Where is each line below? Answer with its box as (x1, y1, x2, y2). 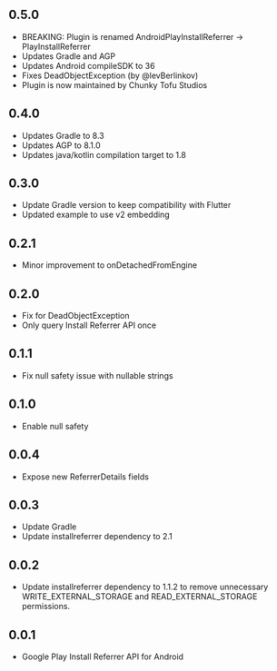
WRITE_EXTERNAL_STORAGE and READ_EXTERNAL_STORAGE (21, 591, 258, 602)
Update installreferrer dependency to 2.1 (21, 531, 173, 542)
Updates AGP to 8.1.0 (21, 140, 101, 151)
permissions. (21, 601, 70, 612)
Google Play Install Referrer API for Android (21, 651, 183, 662)
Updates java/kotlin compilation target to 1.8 (21, 149, 187, 160)
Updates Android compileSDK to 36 (21, 60, 155, 71)
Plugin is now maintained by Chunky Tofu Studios (21, 79, 208, 90)
